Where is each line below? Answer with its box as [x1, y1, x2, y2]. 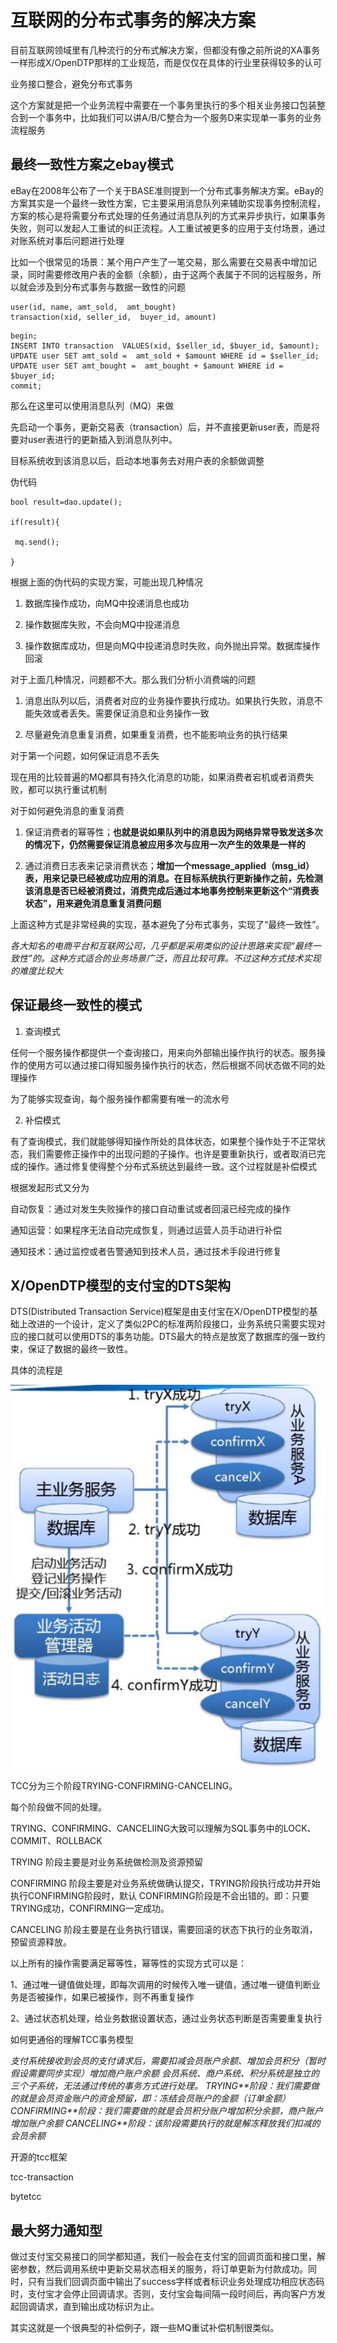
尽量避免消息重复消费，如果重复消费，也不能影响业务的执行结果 [24, 728, 288, 740]
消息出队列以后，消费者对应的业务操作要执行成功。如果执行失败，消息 [24, 694, 315, 706]
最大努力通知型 [10, 2222, 103, 2239]
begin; [10, 331, 38, 341]
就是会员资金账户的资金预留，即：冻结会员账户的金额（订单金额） [18, 2092, 291, 2105]
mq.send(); [14, 537, 60, 547]
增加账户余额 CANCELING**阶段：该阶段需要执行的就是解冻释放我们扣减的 [10, 2117, 321, 2130]
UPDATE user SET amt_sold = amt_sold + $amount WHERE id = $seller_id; [10, 351, 320, 361]
